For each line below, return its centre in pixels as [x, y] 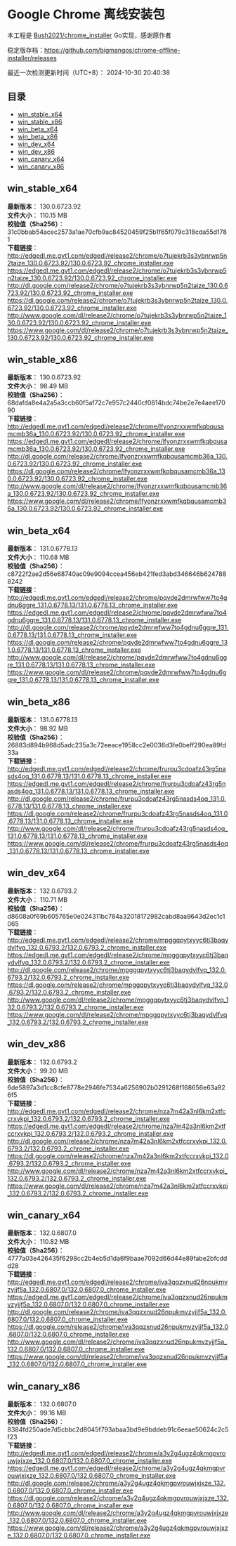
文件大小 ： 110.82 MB [38, 1242]
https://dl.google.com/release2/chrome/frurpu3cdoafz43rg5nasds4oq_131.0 [118, 813]
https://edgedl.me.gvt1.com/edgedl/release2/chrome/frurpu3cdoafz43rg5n [117, 784]
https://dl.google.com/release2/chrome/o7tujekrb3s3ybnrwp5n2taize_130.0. [118, 300]
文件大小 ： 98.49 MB [38, 386]
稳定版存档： [26, 50]
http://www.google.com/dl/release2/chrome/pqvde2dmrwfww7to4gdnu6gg [117, 657]
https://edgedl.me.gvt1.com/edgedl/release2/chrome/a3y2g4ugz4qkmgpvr [117, 1468]
